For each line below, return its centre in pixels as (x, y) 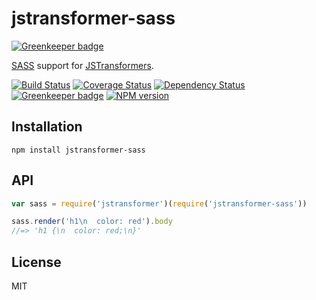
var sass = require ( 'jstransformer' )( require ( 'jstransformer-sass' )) (159, 203)
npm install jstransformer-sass (78, 150)
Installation (47, 127)
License (36, 262)
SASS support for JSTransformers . (82, 65)
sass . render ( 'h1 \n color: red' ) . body (92, 222)
